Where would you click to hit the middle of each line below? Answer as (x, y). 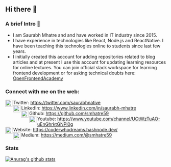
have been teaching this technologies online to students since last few (87, 46)
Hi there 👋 (21, 9)
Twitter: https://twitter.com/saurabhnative (57, 102)
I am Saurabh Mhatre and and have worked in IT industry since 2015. (85, 35)
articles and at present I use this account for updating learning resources (89, 62)
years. (19, 51)
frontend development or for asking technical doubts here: (74, 73)
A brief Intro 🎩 (23, 24)
